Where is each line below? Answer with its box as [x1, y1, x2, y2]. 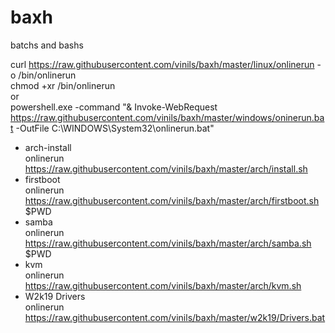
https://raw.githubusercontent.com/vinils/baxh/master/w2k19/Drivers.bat [24, 311, 326, 323]
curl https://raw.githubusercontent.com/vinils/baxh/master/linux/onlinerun [10, 58, 315, 70]
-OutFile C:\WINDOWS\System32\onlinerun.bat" [15, 122, 215, 134]
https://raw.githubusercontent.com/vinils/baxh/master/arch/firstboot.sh [24, 194, 320, 206]
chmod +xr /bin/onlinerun [10, 79, 116, 91]
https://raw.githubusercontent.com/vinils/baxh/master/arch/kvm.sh [24, 279, 302, 291]
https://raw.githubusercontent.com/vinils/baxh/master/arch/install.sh [24, 162, 308, 175]
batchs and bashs [10, 39, 84, 51]
